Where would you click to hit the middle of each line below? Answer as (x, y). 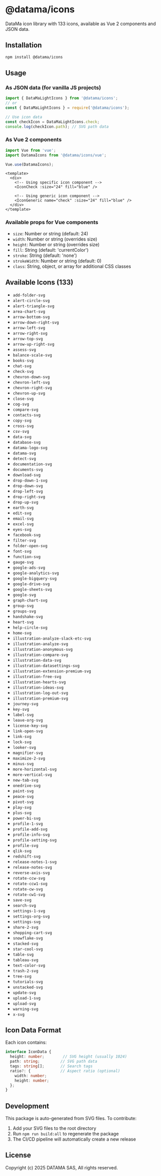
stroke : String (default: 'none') (45, 255)
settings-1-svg (29, 911)
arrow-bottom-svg (31, 317)
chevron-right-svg (32, 388)
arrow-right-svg (30, 333)
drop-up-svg (25, 502)
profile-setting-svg (35, 840)
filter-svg (24, 540)
